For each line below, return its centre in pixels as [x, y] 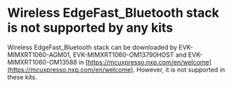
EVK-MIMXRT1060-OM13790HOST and [130, 55]
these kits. [22, 77]
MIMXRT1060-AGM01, [39, 55]
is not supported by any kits [90, 28]
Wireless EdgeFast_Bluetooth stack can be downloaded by [92, 47]
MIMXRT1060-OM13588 [42, 62]
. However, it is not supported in [179, 69]
